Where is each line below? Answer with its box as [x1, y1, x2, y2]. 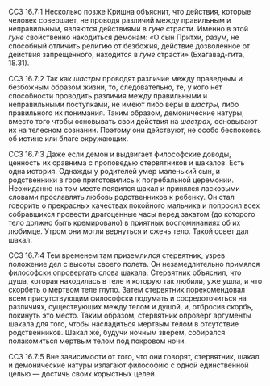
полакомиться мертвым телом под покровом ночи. [8, 336, 187, 346]
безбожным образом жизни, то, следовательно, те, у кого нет [8, 82, 223, 92]
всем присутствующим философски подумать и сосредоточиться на [8, 293, 247, 303]
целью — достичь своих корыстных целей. [8, 369, 157, 378]
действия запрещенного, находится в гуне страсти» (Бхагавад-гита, [8, 50, 245, 59]
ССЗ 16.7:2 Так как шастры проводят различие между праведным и [8, 74, 243, 83]
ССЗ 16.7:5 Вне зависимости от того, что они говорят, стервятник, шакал [8, 352, 260, 361]
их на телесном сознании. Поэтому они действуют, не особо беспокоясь [8, 125, 262, 135]
